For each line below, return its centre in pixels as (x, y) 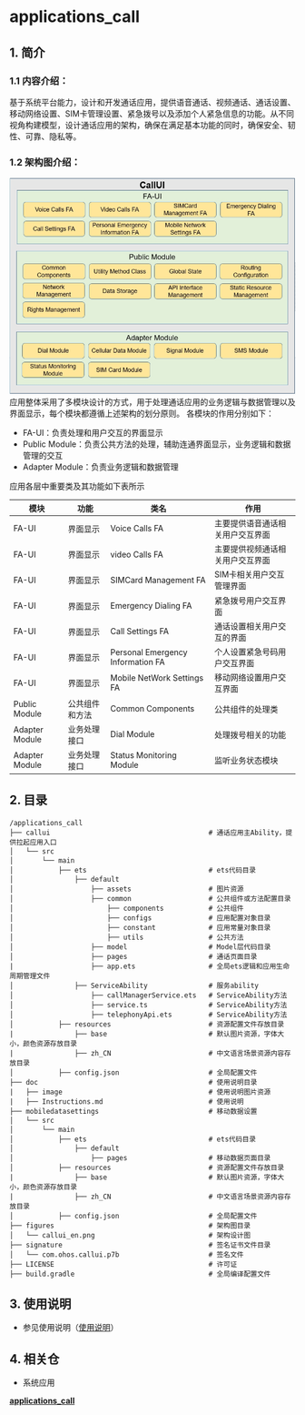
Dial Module (133, 734)
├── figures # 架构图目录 (130, 1226)
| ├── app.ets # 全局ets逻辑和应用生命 (150, 966)
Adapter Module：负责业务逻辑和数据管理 (100, 467)
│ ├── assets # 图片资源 (127, 889)
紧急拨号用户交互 (246, 600)
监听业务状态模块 (246, 761)
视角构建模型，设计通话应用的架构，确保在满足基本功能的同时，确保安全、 (148, 125)
